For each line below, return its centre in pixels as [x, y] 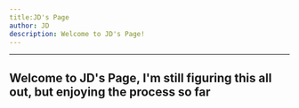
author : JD [29, 26]
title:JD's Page [39, 17]
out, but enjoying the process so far [110, 92]
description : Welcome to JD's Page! [77, 34]
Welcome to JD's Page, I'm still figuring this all [141, 77]
